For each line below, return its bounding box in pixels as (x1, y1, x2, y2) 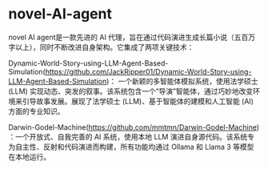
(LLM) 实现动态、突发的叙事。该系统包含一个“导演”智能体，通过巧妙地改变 (8, 86, 254, 96)
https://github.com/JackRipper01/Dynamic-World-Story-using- (45, 66, 252, 76)
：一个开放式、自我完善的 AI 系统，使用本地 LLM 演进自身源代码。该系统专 (8, 131, 254, 141)
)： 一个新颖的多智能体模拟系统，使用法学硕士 (106, 76, 258, 86)
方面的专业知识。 (8, 106, 65, 116)
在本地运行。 (8, 151, 50, 161)
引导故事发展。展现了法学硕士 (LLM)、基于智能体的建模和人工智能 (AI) (22, 96, 254, 106)
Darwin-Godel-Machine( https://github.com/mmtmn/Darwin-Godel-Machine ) (8, 122, 260, 132)
